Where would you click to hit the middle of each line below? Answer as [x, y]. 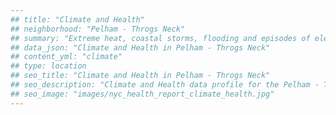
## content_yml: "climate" [66, 57]
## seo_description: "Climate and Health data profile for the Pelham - [165, 85]
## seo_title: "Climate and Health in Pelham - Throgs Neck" [140, 76]
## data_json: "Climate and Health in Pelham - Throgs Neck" [140, 47]
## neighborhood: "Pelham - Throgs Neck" [98, 29]
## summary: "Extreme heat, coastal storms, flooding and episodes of [160, 38]
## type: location [48, 66]
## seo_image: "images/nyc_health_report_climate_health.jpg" [142, 94]
